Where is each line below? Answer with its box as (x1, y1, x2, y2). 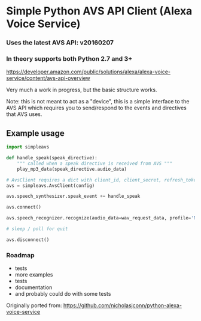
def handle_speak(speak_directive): (6, 155, 98, 161)
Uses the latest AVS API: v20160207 (6, 38, 114, 47)
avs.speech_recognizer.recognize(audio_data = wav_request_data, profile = (6, 215, 191, 221)
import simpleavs (6, 144, 50, 150)
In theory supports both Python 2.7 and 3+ (6, 55, 133, 63)
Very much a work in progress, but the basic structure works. (6, 86, 157, 94)
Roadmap (6, 251, 35, 259)
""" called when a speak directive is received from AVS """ (17, 160, 172, 167)
